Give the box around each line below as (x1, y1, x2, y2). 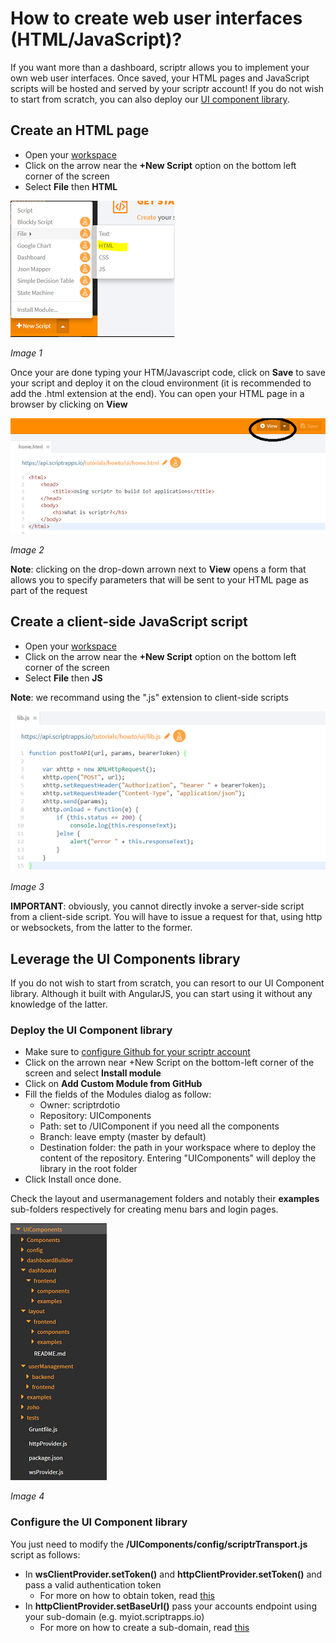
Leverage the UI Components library (10, 950, 241, 967)
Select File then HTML (24, 180, 118, 192)
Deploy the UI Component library (10, 1023, 173, 1037)
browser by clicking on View (10, 398, 128, 410)
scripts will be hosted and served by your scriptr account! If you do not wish (10, 82, 325, 94)
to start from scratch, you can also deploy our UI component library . (10, 93, 290, 105)
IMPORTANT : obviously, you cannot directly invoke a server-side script (10, 900, 305, 912)
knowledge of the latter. (10, 998, 108, 1010)
